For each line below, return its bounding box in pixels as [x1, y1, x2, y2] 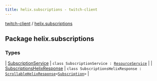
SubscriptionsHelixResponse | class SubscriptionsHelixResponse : [5, 65, 142, 71]
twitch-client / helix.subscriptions [5, 20, 73, 26]
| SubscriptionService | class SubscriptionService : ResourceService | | [5, 61, 153, 66]
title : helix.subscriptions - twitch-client [5, 7, 98, 12]
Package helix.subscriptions [5, 35, 95, 43]
